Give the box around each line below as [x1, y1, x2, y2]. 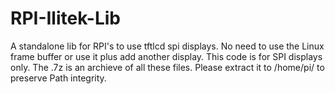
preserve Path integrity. [10, 72, 107, 84]
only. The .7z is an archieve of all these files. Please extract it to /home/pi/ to [10, 61, 325, 73]
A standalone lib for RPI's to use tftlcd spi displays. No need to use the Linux [10, 40, 325, 52]
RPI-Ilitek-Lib [10, 7, 121, 30]
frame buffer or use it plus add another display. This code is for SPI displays [10, 50, 323, 62]
